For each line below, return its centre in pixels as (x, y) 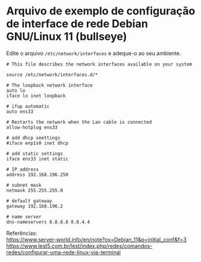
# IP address (23, 169)
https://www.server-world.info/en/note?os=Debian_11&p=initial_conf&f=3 (96, 239)
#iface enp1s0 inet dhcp (37, 143)
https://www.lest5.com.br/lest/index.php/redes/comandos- (79, 246)
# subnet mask (24, 185)
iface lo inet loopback (36, 96)
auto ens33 (20, 111)
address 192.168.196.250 (37, 175)
